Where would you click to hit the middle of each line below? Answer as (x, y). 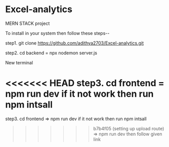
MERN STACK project (28, 23)
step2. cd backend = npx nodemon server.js (51, 53)
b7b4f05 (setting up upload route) (129, 128)
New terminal (19, 62)
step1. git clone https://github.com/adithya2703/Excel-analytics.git (75, 43)
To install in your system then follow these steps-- (57, 33)
